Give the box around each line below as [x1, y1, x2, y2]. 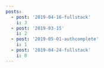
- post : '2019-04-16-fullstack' [11, 14, 92, 20]
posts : [5, 8, 22, 15]
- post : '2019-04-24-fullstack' [11, 47, 92, 53]
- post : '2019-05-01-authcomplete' [11, 36, 99, 42]
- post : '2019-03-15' [11, 25, 65, 31]
